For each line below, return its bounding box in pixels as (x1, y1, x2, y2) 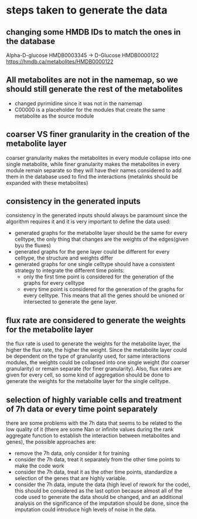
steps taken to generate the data (6, 4, 168, 17)
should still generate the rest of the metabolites (6, 84, 183, 94)
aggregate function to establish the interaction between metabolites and (6, 432, 181, 439)
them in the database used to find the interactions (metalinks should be (6, 173, 178, 180)
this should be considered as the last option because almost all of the (14, 487, 183, 494)
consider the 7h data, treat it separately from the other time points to (14, 456, 181, 463)
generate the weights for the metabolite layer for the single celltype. (6, 378, 170, 385)
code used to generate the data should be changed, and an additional (14, 494, 184, 501)
